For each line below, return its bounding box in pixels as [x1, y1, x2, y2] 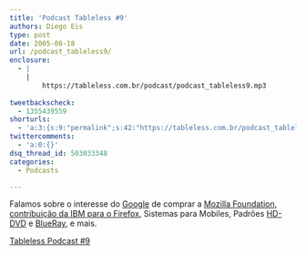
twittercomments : [9, 132, 76, 141]
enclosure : [9, 56, 51, 65]
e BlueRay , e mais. [28, 218, 97, 229]
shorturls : [9, 115, 51, 124]
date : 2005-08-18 [9, 38, 76, 48]
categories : [9, 157, 55, 167]
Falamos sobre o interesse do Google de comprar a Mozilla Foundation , [9, 199, 278, 209]
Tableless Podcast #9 [9, 236, 91, 247]
